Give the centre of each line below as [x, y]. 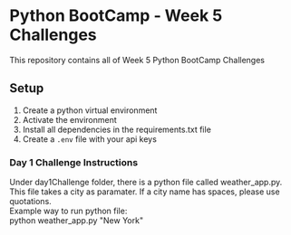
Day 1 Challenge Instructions [74, 162]
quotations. [30, 202]
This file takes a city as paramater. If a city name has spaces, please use [145, 192]
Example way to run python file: [68, 211]
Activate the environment [70, 119]
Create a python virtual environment [90, 110]
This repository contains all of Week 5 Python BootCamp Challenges [137, 60]
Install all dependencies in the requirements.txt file [116, 129]
